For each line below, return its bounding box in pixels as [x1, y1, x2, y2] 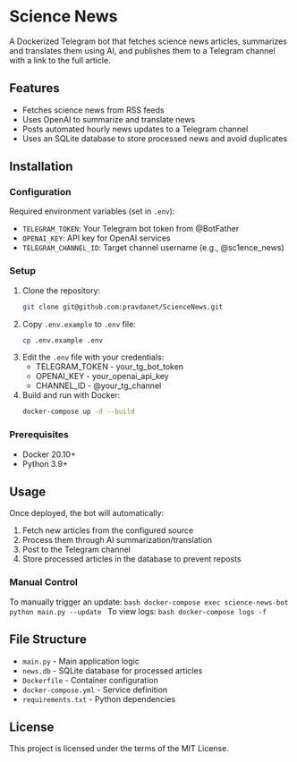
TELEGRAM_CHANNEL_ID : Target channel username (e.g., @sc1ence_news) [21, 242, 284, 253]
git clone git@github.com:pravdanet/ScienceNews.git [21, 302, 224, 311]
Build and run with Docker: [21, 390, 121, 401]
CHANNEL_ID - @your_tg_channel [35, 380, 162, 391]
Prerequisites [9, 428, 69, 441]
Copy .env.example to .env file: [21, 318, 136, 329]
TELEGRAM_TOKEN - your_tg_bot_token [35, 361, 184, 372]
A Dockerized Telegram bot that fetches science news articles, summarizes [9, 36, 288, 47]
